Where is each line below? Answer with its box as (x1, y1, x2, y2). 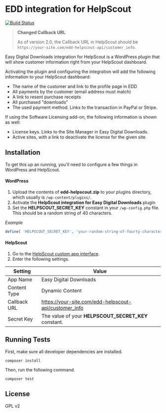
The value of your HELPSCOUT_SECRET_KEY (41, 313, 148, 320)
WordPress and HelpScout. (5, 166, 60, 172)
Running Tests (5, 335, 50, 344)
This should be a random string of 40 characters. (12, 210, 113, 216)
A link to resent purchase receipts (12, 94, 82, 100)
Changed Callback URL (17, 29, 66, 35)
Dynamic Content (41, 288, 82, 294)
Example (5, 219, 23, 225)
